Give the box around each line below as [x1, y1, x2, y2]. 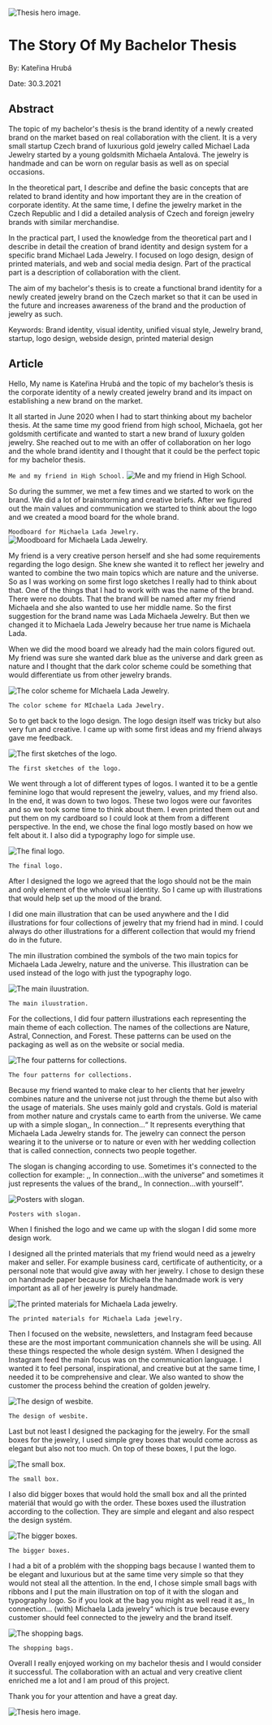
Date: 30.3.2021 [8, 78, 62, 89]
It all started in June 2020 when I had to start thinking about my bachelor [8, 411, 253, 422]
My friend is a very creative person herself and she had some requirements [8, 551, 261, 560]
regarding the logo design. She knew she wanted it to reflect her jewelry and [8, 559, 265, 569]
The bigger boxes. [8, 1546, 71, 1554]
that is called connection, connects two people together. [8, 1145, 197, 1155]
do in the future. [8, 935, 63, 945]
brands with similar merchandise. [8, 217, 119, 227]
